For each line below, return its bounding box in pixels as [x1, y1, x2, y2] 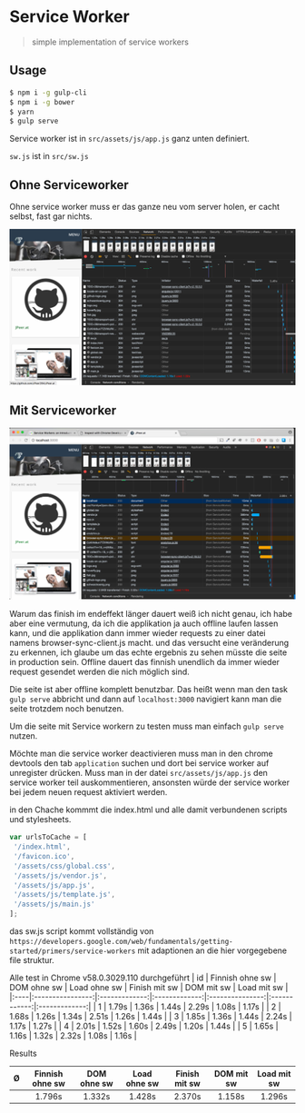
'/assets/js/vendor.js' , [13, 870, 107, 880]
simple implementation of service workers [31, 36, 189, 47]
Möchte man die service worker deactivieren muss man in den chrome [9, 748, 274, 760]
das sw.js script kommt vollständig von [9, 926, 154, 937]
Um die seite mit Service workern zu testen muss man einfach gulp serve [9, 720, 284, 732]
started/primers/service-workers [9, 947, 136, 956]
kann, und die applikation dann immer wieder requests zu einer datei [9, 628, 266, 639]
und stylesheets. [9, 814, 72, 825]
